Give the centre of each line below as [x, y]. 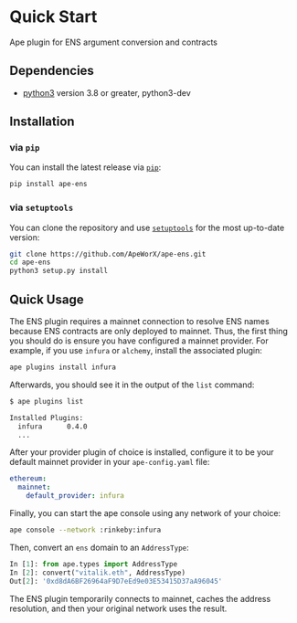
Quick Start [53, 17]
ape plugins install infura [63, 367]
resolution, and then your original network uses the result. [118, 608]
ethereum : [28, 479]
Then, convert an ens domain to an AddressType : [99, 547]
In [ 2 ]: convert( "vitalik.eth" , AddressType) [97, 573]
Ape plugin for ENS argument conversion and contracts [113, 42]
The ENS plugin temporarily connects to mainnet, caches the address [140, 598]
